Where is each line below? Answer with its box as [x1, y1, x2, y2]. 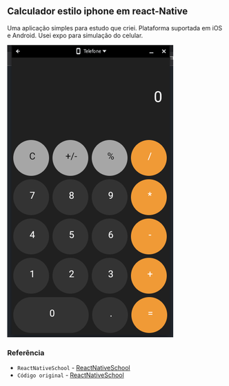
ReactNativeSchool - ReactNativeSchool [17, 364, 130, 372]
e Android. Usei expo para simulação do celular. [7, 31, 143, 39]
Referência [7, 348, 45, 358]
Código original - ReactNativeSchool [17, 371, 124, 379]
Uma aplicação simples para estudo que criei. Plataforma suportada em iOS [7, 23, 223, 32]
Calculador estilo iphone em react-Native [7, 6, 188, 17]
